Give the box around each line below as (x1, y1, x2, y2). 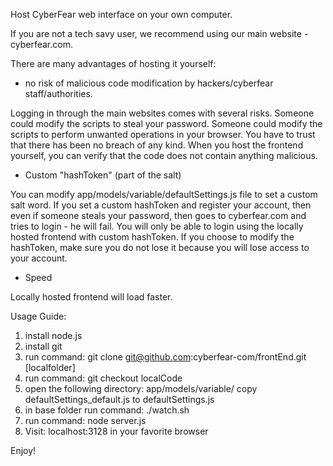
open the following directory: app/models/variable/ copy (24, 383, 258, 394)
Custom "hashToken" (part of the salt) (24, 169, 182, 181)
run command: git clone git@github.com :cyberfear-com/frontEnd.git (24, 351, 307, 363)
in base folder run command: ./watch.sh (24, 404, 190, 416)
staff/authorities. (24, 88, 93, 99)
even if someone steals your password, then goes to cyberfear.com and (10, 210, 307, 221)
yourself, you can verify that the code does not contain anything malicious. (10, 150, 318, 161)
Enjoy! (10, 445, 37, 456)
